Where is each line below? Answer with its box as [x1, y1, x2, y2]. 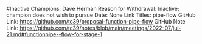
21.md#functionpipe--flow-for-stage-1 [6, 31, 102, 38]
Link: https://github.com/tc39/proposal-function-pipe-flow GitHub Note [6, 18, 186, 25]
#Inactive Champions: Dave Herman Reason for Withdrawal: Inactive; [6, 5, 179, 12]
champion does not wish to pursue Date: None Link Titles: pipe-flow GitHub [6, 11, 196, 19]
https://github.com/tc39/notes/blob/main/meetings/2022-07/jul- [19, 24, 181, 31]
